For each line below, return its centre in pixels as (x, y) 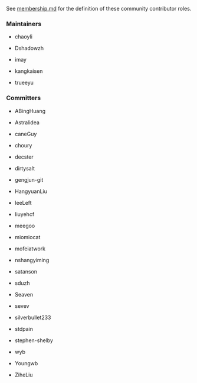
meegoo (25, 226)
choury (23, 145)
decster (24, 157)
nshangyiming (32, 260)
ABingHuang (30, 111)
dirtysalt (25, 168)
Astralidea (27, 122)
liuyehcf (24, 214)
